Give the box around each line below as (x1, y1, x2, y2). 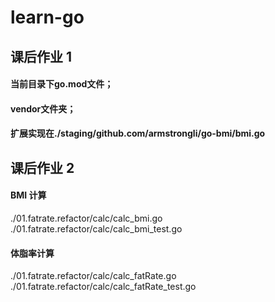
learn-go (10, 6, 85, 29)
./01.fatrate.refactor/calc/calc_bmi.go (10, 212, 163, 224)
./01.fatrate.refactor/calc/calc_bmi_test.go (10, 222, 183, 235)
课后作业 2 (10, 159, 75, 176)
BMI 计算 (10, 189, 47, 201)
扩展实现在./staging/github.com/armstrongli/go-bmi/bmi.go (10, 127, 266, 140)
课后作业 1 (10, 48, 73, 65)
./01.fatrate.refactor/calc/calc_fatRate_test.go (10, 281, 197, 293)
